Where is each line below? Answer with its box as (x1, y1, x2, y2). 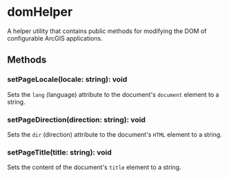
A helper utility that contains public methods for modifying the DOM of (7, 27, 207, 35)
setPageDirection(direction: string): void (7, 115, 146, 124)
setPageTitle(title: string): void (7, 147, 112, 157)
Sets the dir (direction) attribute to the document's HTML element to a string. (7, 130, 222, 138)
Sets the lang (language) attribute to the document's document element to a (7, 90, 219, 98)
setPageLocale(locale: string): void (7, 75, 128, 85)
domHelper (7, 4, 73, 20)
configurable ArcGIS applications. (7, 34, 103, 42)
